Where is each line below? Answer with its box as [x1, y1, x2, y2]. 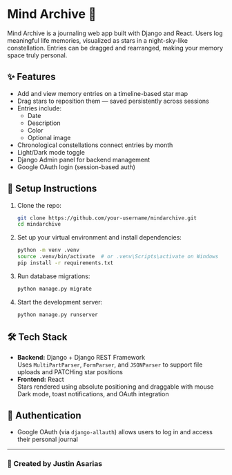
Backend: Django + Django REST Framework [17, 353, 146, 361]
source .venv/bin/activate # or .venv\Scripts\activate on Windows [17, 253, 219, 260]
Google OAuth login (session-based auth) [17, 162, 136, 171]
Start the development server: [17, 298, 103, 306]
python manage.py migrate [17, 285, 92, 292]
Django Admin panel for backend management [17, 155, 151, 164]
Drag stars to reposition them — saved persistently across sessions [17, 97, 209, 105]
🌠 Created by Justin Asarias [7, 459, 102, 469]
